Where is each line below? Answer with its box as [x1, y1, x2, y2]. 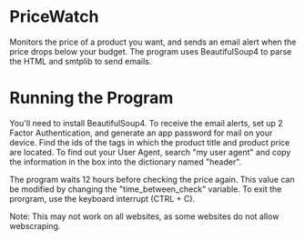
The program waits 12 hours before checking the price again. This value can [9, 174, 295, 185]
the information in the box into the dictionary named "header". [9, 156, 242, 167]
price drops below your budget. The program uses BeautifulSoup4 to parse [9, 45, 292, 56]
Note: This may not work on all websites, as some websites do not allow [9, 211, 280, 222]
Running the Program [9, 88, 174, 108]
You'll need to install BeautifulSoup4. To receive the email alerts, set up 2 [9, 117, 284, 128]
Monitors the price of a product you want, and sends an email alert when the [9, 36, 297, 47]
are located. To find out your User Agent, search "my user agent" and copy [9, 146, 291, 157]
